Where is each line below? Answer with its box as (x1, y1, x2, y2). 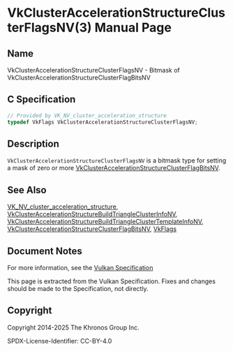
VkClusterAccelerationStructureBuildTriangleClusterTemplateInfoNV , (7, 218, 204, 226)
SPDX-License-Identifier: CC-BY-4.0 (7, 336, 112, 345)
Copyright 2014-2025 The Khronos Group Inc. (7, 323, 140, 331)
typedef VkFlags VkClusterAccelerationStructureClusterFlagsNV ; (7, 119, 198, 126)
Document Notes (7, 245, 82, 257)
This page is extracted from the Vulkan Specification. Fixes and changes (7, 277, 216, 285)
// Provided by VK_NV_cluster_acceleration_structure (7, 112, 167, 119)
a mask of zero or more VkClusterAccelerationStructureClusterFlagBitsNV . (7, 164, 220, 172)
